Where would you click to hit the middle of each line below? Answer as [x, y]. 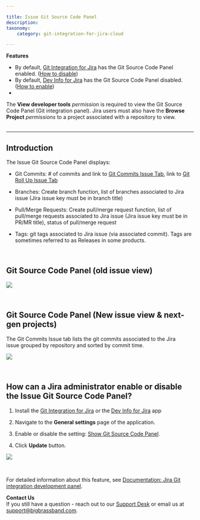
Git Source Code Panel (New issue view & [84, 315]
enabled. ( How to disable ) [46, 74]
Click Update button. [40, 445]
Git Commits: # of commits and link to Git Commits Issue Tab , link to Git [102, 174]
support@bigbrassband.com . [42, 510]
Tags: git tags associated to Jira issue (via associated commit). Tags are [103, 234]
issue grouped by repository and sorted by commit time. [75, 345]
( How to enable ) [35, 87]
